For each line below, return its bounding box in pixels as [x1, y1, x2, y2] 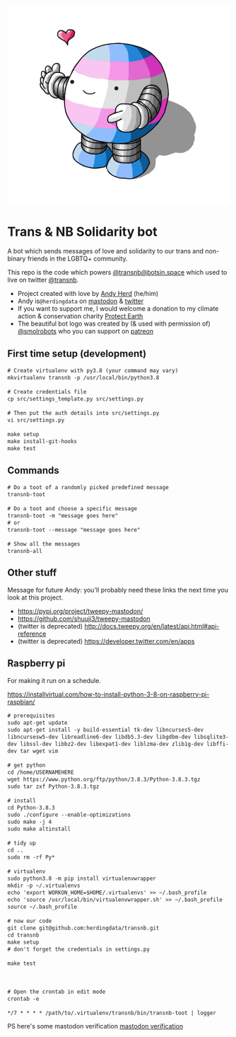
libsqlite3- [194, 733, 230, 740]
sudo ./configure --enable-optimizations [7, 811, 131, 818]
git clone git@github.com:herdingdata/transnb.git [7, 924, 160, 932]
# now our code [7, 917, 52, 924]
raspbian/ [7, 697, 35, 706]
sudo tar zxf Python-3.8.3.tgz [7, 783, 100, 790]
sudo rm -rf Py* [7, 854, 55, 861]
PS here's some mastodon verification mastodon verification [7, 1021, 184, 1030]
